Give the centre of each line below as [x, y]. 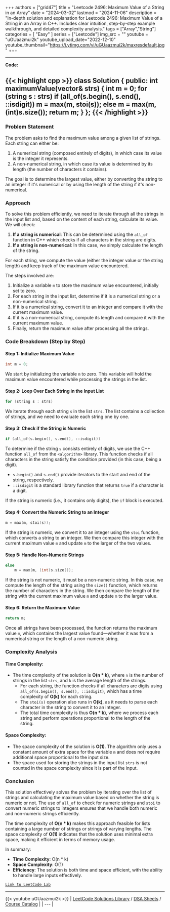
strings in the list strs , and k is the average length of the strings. [79, 681]
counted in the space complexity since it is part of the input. [75, 768]
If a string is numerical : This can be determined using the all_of [80, 234]
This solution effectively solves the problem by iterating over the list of [78, 792]
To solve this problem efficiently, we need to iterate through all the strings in [84, 214]
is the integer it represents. [41, 158]
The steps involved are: [30, 275]
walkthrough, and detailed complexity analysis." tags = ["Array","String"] [80, 29]
